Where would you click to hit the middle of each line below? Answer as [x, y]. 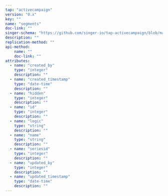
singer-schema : [21, 33]
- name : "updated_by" [32, 163]
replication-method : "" [30, 42]
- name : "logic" [26, 121]
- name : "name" [25, 135]
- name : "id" [23, 107]
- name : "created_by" [32, 65]
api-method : [17, 47]
